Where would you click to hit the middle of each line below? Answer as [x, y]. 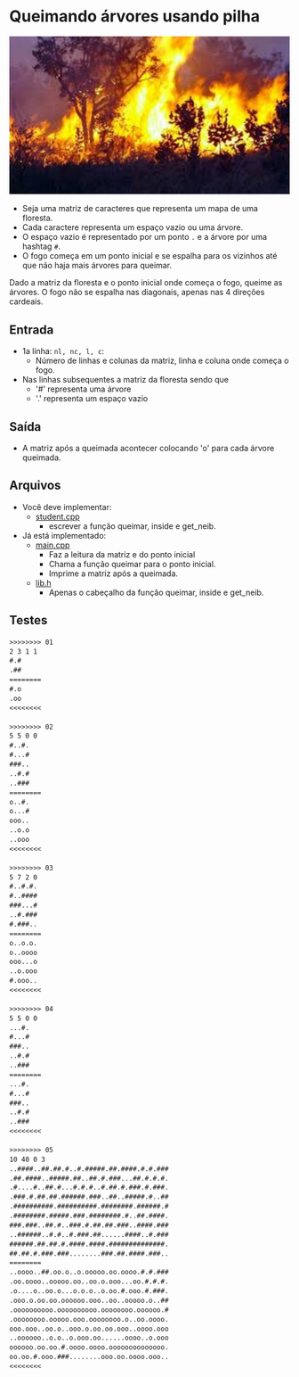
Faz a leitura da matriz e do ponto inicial [122, 554]
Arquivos [35, 486]
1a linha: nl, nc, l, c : [63, 351]
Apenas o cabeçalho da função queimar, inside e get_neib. [156, 592]
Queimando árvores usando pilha [135, 16]
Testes [28, 620]
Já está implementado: [64, 535]
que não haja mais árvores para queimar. [97, 266]
